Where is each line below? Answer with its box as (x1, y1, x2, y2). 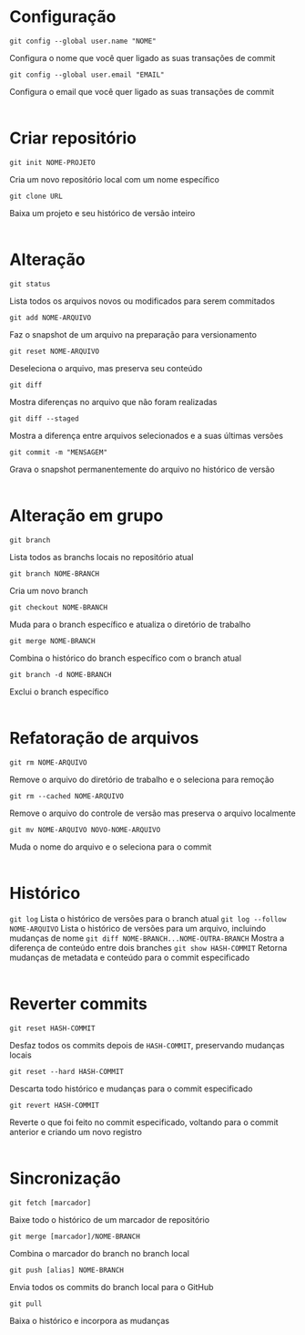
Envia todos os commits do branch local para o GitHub (9, 1281, 214, 1292)
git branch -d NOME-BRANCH (9, 670, 112, 679)
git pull (9, 1298, 43, 1309)
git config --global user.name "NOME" (9, 37, 157, 46)
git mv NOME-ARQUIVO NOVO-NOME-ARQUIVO (9, 825, 161, 834)
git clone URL (9, 192, 64, 201)
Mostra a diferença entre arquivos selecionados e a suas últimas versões (9, 430, 284, 441)
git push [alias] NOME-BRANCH (9, 1266, 125, 1275)
